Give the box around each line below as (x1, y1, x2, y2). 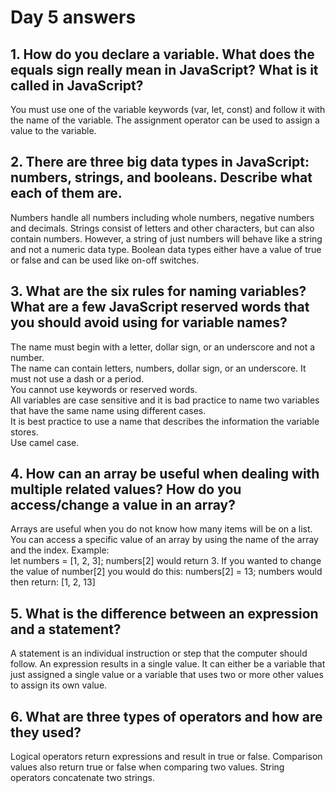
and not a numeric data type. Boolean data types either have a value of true (10, 243, 322, 255)
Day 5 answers (10, 6, 137, 29)
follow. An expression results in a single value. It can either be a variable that (10, 658, 326, 670)
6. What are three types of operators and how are (10, 708, 323, 725)
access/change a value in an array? (10, 497, 236, 514)
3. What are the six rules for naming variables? (10, 283, 307, 300)
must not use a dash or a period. (10, 372, 145, 385)
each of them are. (10, 185, 123, 202)
